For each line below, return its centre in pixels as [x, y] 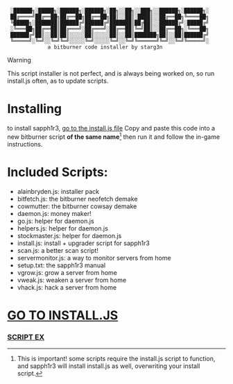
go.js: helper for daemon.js [56, 221]
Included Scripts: [58, 172]
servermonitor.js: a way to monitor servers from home [94, 258]
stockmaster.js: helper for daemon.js [69, 235]
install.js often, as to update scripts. [58, 81]
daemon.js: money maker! [54, 213]
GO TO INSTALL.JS [63, 315]
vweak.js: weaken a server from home [72, 280]
